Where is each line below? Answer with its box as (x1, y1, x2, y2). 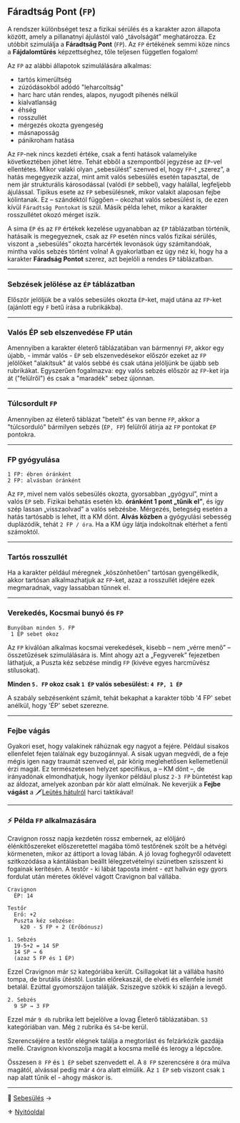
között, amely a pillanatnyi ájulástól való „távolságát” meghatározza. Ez (7, 32, 216, 41)
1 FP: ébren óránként (7, 471, 72, 478)
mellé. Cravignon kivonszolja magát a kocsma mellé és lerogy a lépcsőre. (7, 1044, 223, 1053)
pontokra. (7, 430, 36, 439)
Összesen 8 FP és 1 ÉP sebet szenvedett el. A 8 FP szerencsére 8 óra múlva (7, 1058, 231, 1067)
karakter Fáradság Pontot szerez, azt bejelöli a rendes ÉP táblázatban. (7, 254, 214, 263)
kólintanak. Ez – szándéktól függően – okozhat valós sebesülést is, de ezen (7, 195, 229, 204)
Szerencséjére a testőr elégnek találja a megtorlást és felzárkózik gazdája (7, 1037, 224, 1045)
